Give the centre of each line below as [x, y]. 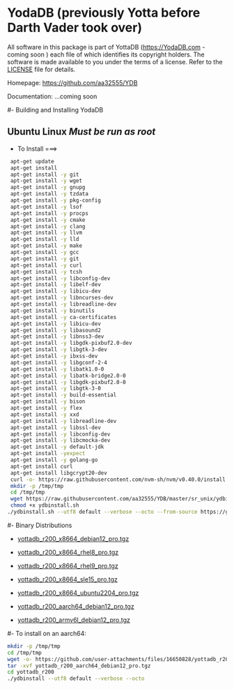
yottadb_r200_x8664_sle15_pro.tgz [68, 579]
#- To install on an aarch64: [47, 633]
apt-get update [32, 161]
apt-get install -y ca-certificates [63, 317]
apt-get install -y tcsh [46, 272]
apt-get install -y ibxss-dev [54, 356]
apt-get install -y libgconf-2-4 [59, 362]
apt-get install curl [41, 466]
